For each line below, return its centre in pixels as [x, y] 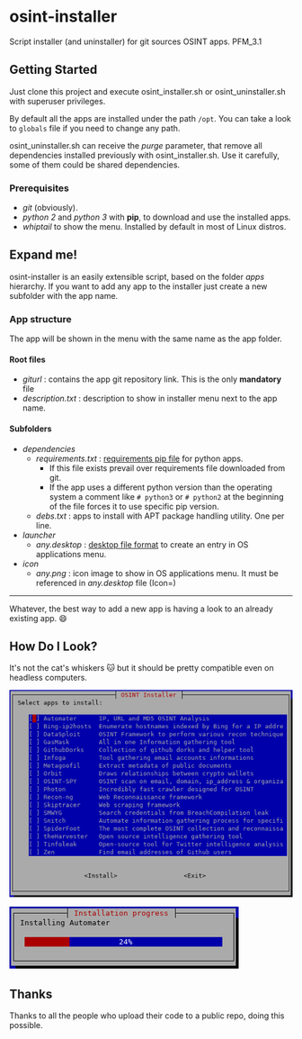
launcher [39, 535]
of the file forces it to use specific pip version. [134, 506]
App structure [40, 319]
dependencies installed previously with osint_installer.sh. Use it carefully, [145, 155]
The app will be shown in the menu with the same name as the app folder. [146, 339]
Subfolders [31, 429]
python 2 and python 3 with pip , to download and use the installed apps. [156, 217]
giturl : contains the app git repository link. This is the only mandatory [151, 379]
